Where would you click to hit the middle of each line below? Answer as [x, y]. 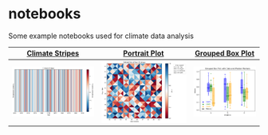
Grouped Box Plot [225, 53]
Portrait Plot [144, 53]
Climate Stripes [53, 53]
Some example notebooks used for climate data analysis [101, 36]
